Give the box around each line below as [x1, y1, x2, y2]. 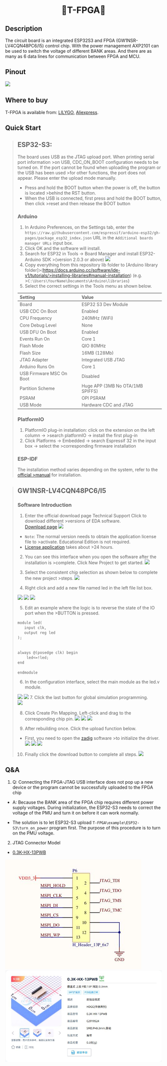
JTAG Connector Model [12, 839, 61, 845]
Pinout [5, 68, 26, 76]
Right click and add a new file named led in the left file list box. [24, 585, 153, 591]
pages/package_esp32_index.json [24, 236, 92, 241]
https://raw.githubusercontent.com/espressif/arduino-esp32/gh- [24, 231, 161, 236]
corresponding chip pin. [24, 715, 74, 721]
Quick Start [5, 124, 41, 132]
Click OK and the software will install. [24, 245, 101, 251]
